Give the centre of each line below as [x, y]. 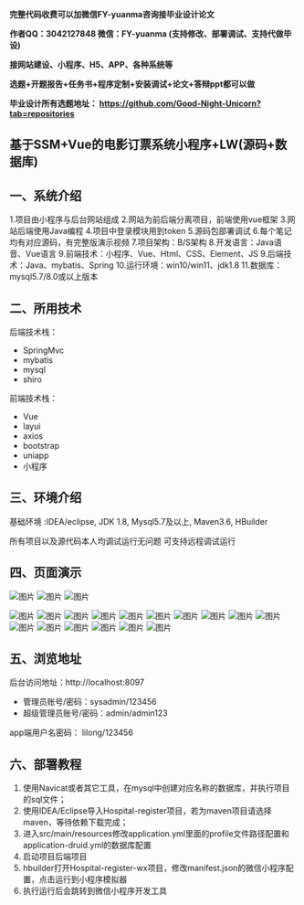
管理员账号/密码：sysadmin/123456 [89, 702]
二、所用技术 [46, 309]
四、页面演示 [46, 573]
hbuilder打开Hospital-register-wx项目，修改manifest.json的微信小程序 [154, 868]
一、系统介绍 [46, 196]
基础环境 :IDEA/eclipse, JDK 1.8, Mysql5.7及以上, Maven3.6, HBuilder [139, 521]
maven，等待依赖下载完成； [75, 823]
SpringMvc [43, 350]
